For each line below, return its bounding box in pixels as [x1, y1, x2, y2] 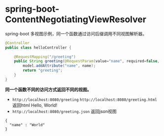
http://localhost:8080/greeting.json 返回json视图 [12, 108, 117, 114]
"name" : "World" [9, 122, 45, 127]
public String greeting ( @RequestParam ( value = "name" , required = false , [14, 59, 160, 64]
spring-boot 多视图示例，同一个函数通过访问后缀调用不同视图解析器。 [5, 30, 147, 36]
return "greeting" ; [23, 68, 63, 73]
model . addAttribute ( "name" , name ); [23, 63, 96, 68]
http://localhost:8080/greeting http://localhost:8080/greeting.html [12, 97, 158, 102]
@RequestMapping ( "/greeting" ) [14, 54, 76, 59]
